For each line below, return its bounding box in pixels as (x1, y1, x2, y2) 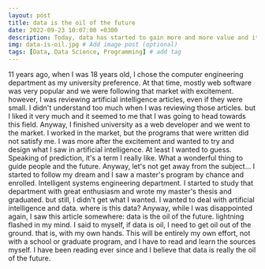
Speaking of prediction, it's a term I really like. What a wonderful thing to (8, 153, 243, 162)
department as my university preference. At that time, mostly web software (8, 78, 252, 87)
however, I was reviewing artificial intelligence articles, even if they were (8, 95, 243, 104)
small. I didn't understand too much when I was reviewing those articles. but (8, 103, 256, 112)
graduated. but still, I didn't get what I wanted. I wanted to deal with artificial (8, 195, 255, 205)
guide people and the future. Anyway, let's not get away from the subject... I (8, 162, 255, 171)
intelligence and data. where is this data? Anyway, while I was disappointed (8, 204, 252, 212)
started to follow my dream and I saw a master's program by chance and (8, 170, 244, 179)
